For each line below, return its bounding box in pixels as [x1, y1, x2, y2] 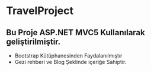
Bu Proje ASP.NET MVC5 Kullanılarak [6, 28, 145, 38]
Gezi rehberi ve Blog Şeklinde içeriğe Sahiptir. [14, 59, 127, 65]
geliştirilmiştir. [6, 36, 61, 46]
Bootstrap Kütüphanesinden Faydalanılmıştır [14, 52, 123, 59]
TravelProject [6, 4, 74, 18]
